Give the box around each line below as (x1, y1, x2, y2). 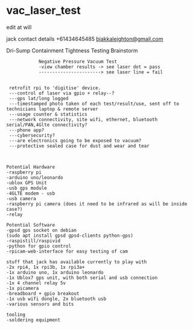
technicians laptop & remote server (6, 106, 98, 112)
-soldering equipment (6, 317, 61, 323)
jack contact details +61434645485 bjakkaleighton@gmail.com (6, 35, 163, 42)
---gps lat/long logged (8, 95, 69, 101)
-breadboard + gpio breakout (6, 290, 80, 296)
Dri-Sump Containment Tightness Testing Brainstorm (6, 46, 138, 54)
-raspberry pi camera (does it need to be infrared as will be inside (6, 201, 188, 207)
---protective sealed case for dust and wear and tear (8, 143, 150, 149)
